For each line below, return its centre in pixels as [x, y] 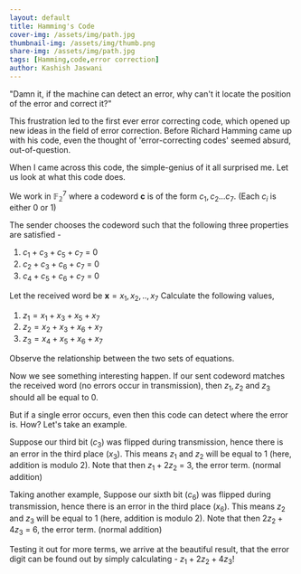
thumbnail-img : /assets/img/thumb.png [82, 43]
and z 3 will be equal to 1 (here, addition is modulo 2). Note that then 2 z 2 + [146, 519]
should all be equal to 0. [54, 397]
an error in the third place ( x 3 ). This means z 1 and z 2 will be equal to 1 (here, [150, 455]
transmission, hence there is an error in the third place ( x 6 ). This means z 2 [148, 507]
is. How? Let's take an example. [68, 424]
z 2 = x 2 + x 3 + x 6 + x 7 [62, 328]
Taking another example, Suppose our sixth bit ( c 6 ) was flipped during [140, 495]
